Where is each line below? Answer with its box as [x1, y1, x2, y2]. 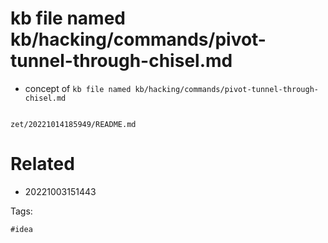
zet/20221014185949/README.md [10, 119, 137, 129]
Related [10, 153, 75, 176]
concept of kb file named [24, 82, 132, 94]
